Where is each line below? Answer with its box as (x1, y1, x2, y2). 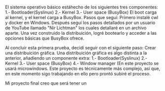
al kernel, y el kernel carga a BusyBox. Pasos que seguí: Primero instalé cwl (5, 15, 159, 20)
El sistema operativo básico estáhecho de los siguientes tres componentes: (5, 4, 159, 10)
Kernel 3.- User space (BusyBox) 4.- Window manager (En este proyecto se (5, 61, 159, 66)
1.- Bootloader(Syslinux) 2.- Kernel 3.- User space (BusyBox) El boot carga (5, 9, 157, 15)
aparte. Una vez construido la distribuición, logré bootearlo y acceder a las (5, 30, 157, 36)
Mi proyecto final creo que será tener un (5, 80, 87, 86)
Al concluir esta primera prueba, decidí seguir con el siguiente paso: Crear (5, 45, 156, 50)
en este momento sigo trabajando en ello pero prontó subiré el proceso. (5, 71, 151, 76)
